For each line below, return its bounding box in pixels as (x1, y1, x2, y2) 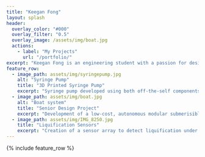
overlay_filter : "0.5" (12, 32, 70, 38)
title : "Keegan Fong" (6, 9, 62, 15)
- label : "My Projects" (17, 49, 78, 55)
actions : (12, 43, 34, 49)
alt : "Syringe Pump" (17, 77, 70, 83)
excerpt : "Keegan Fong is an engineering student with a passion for (6, 60, 187, 66)
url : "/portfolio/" (22, 54, 72, 60)
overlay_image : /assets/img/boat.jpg (12, 37, 108, 43)
